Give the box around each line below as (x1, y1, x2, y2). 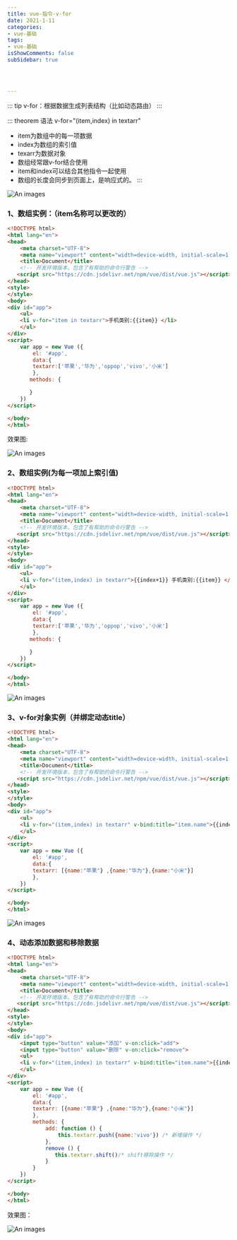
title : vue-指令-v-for (7, 10, 72, 18)
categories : (7, 23, 42, 30)
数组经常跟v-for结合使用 (17, 158, 88, 166)
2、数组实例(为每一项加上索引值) (7, 468, 119, 478)
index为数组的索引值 (17, 140, 78, 148)
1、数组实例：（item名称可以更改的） (7, 208, 131, 218)
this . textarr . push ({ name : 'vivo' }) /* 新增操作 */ (57, 1131, 202, 1138)
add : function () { (44, 1125, 102, 1133)
